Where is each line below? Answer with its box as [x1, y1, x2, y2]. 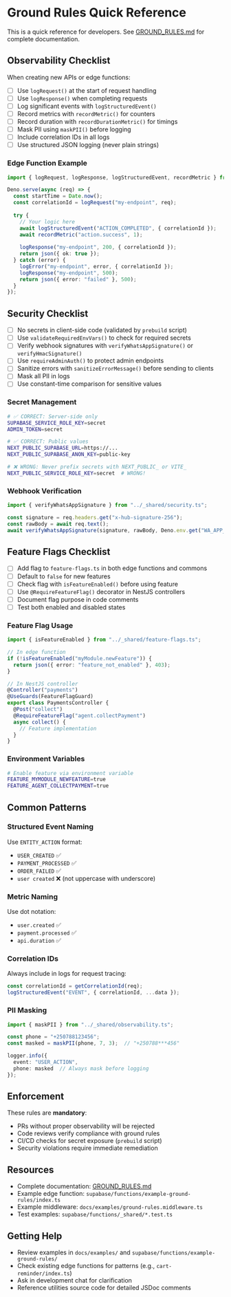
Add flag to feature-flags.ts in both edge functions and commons [16, 564, 208, 572]
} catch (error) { [13, 257, 67, 264]
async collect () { [13, 719, 67, 726]
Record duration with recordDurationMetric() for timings [16, 118, 178, 125]
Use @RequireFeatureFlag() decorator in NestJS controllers [16, 587, 186, 596]
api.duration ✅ [16, 937, 62, 945]
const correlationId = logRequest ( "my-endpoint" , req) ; [13, 199, 177, 206]
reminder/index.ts [16, 1270, 70, 1277]
